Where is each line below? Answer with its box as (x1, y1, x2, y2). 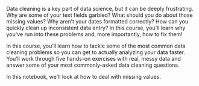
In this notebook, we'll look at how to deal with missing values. (6, 73, 161, 80)
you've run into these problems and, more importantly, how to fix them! (6, 31, 183, 38)
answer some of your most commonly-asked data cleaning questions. (6, 61, 180, 69)
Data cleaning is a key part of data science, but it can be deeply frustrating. (6, 5, 194, 12)
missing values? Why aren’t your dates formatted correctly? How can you (6, 18, 189, 25)
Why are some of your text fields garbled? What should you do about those (6, 11, 193, 19)
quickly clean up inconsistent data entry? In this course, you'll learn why (6, 24, 186, 31)
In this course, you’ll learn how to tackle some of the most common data (6, 42, 186, 49)
